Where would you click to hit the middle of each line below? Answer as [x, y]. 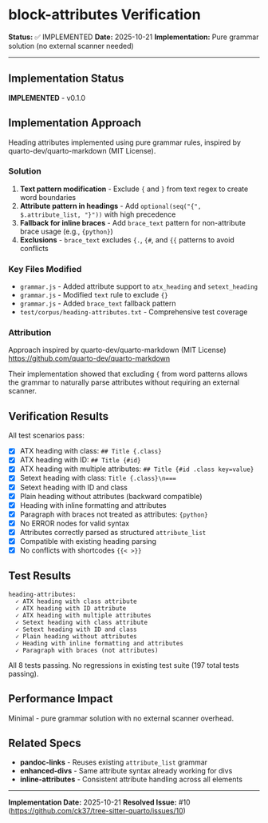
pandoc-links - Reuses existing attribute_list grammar [114, 762]
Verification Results [59, 416]
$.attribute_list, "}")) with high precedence [98, 214]
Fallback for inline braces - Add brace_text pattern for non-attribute [132, 222]
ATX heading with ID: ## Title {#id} [80, 460]
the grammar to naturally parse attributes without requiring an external [124, 382]
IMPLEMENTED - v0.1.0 [47, 98]
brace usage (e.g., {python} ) [66, 231]
